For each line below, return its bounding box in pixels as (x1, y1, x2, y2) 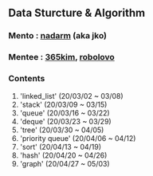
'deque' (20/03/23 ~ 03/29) (19, 116, 112, 126)
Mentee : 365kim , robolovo (8, 52, 116, 63)
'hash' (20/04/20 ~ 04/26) (19, 151, 108, 160)
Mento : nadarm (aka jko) (8, 30, 108, 41)
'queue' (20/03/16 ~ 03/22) (19, 108, 110, 118)
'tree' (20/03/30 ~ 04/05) (19, 125, 104, 135)
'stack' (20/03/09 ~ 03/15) (19, 100, 108, 109)
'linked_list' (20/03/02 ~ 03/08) (19, 91, 124, 100)
